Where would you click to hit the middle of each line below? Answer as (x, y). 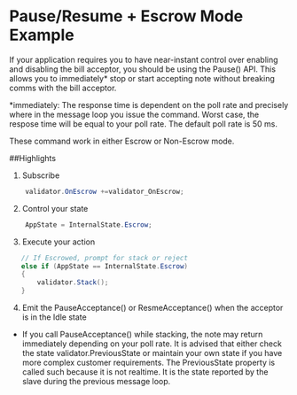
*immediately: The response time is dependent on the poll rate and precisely (149, 105)
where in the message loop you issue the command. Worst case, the (134, 114)
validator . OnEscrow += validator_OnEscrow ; (105, 191)
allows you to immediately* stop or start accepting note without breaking (142, 78)
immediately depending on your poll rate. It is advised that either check (152, 344)
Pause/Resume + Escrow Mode (126, 16)
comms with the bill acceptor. (63, 88)
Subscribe (41, 175)
